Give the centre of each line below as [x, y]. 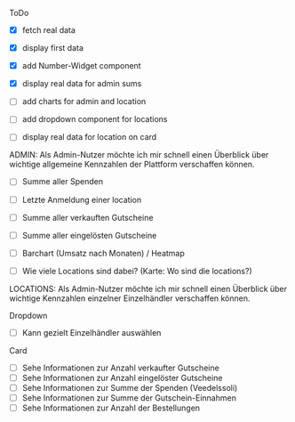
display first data [53, 48]
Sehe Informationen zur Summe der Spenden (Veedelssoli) [130, 388]
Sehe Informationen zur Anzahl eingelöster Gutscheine [122, 377]
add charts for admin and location [84, 101]
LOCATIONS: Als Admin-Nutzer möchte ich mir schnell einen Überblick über [148, 288]
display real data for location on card [89, 137]
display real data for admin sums [82, 84]
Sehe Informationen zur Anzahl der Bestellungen [111, 408]
